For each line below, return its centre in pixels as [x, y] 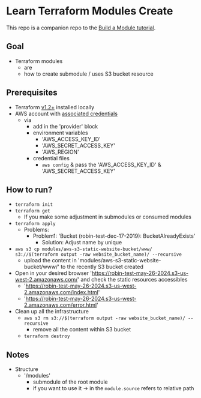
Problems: [36, 230]
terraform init [34, 205]
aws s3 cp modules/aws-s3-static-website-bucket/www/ [83, 249]
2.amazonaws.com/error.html [60, 305]
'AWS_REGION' [60, 152]
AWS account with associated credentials [66, 113]
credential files [51, 158]
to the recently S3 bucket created [102, 267]
